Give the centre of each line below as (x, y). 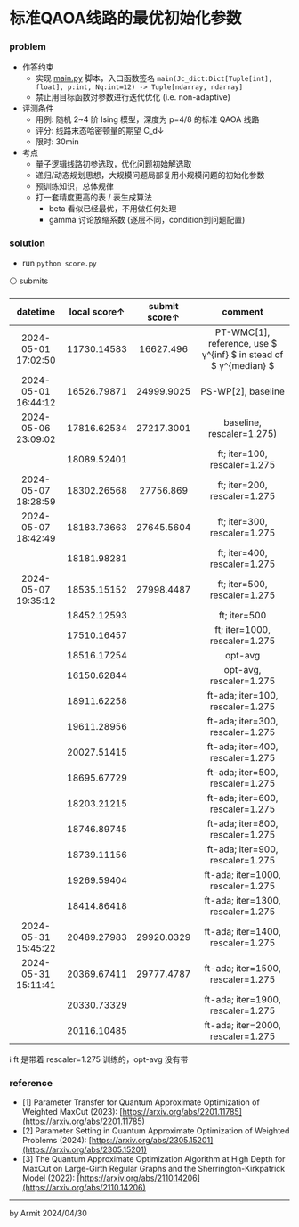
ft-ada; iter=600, (242, 798)
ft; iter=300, (243, 521)
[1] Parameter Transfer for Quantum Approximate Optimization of (141, 1102)
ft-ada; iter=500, (242, 772)
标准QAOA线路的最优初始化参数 (125, 18)
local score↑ (97, 311)
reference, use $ (242, 343)
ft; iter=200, (243, 485)
